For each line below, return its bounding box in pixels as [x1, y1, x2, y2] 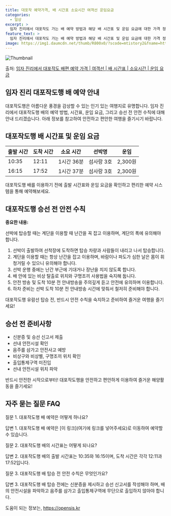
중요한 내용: [5, 219, 29, 226]
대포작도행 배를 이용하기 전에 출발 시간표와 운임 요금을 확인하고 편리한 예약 [5, 182, 154, 188]
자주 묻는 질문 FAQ [5, 399, 61, 408]
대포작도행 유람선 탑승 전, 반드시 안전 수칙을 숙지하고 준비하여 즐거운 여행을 [5, 297, 155, 303]
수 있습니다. [5, 431, 29, 437]
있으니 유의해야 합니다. [32, 260, 77, 266]
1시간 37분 [58, 168, 84, 175]
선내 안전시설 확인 [12, 341, 48, 346]
